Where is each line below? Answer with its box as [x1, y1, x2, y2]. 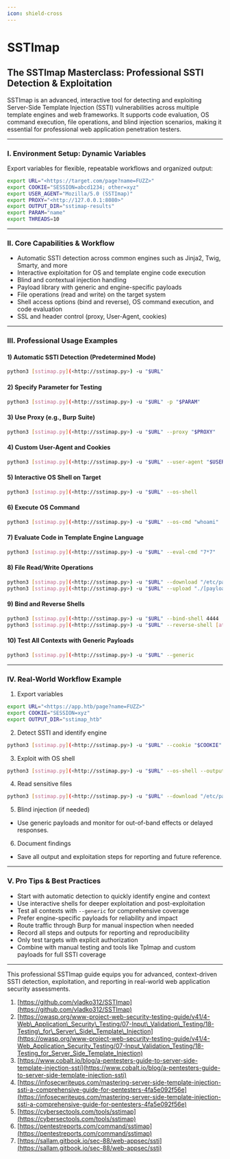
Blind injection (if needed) [16, 805, 90, 814]
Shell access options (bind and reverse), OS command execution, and [16, 298, 214, 306]
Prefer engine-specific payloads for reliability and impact [16, 914, 178, 922]
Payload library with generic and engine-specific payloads [16, 283, 182, 292]
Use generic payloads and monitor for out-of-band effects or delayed [16, 818, 214, 827]
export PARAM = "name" [7, 209, 66, 216]
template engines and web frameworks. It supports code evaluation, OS [7, 111, 209, 119]
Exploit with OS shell [16, 754, 75, 762]
